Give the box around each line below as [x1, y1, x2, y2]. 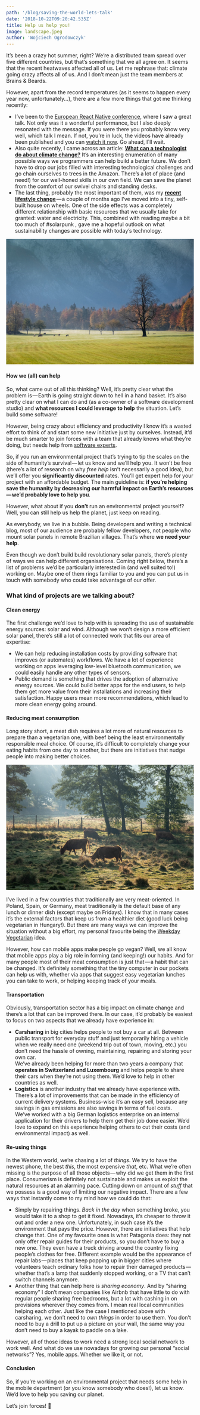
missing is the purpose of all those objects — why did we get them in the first [6, 1169, 193, 1176]
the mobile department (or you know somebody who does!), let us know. [6, 1384, 185, 1391]
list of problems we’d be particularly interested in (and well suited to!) [6, 564, 176, 571]
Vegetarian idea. [6, 934, 46, 941]
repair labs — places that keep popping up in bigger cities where [14, 1257, 171, 1264]
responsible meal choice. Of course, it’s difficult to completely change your [6, 740, 190, 747]
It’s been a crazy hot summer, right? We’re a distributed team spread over [6, 52, 186, 59]
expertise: [6, 638, 31, 645]
